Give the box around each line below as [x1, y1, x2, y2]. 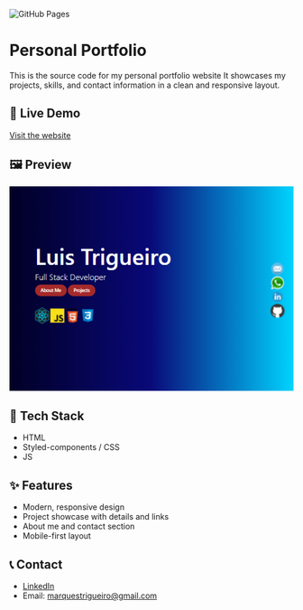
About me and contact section [22, 521, 135, 532]
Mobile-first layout [22, 530, 92, 541]
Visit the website [9, 129, 71, 140]
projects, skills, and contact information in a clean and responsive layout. [9, 80, 280, 90]
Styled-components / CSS [22, 442, 120, 453]
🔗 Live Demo [9, 106, 81, 121]
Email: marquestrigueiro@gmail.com [22, 590, 158, 601]
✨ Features [9, 477, 73, 493]
